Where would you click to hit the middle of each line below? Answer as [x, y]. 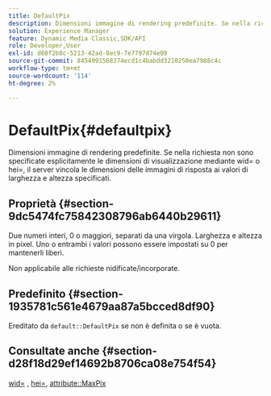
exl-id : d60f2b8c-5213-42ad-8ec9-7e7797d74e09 [88, 53]
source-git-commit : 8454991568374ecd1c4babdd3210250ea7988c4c [115, 61]
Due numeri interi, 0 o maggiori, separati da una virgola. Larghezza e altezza [135, 236]
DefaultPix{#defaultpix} [90, 130]
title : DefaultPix [39, 16]
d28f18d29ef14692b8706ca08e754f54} [113, 364]
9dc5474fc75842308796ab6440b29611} [115, 216]
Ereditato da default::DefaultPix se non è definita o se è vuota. [115, 326]
